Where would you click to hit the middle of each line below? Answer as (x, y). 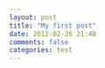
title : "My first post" (53, 26)
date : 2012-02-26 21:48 (53, 34)
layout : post (33, 17)
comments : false (39, 42)
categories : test (41, 50)
